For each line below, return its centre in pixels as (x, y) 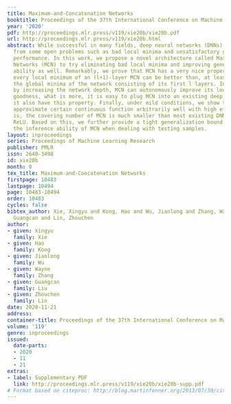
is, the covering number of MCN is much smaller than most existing (113, 115)
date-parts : (31, 346)
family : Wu (29, 262)
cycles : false (27, 205)
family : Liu (31, 288)
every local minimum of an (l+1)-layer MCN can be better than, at (112, 77)
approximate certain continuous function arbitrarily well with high (115, 109)
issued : (18, 339)
